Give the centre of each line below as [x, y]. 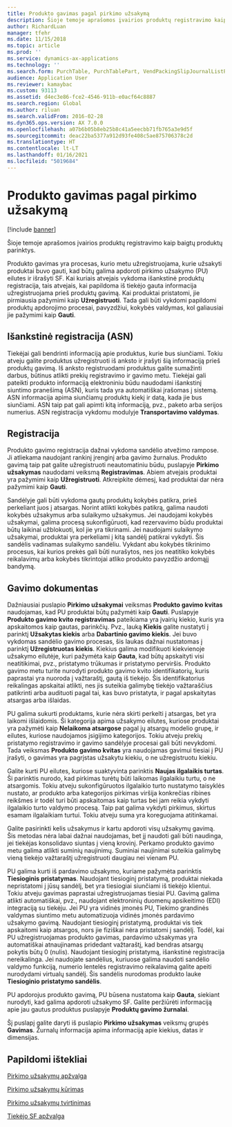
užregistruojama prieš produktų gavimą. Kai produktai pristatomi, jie [104, 293]
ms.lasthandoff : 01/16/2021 [48, 155]
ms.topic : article [33, 46]
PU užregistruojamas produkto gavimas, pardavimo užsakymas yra [103, 938]
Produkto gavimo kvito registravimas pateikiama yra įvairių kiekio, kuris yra [116, 620]
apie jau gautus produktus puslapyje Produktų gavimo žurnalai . [98, 1010]
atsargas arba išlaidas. [39, 700]
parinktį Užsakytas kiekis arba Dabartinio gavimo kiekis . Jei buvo [102, 634]
